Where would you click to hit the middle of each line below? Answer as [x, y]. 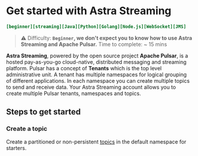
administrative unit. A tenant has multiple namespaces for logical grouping [97, 74]
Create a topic [27, 129]
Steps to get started [43, 112]
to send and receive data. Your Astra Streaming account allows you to [91, 87]
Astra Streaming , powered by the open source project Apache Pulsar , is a [97, 56]
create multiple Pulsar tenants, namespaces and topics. [74, 93]
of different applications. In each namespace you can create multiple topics [98, 80]
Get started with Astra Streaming [89, 11]
